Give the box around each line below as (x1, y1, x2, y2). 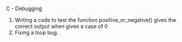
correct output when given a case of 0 (14, 23, 108, 30)
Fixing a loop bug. (14, 29, 59, 36)
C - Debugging (6, 5, 42, 12)
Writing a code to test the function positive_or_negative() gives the (14, 17, 177, 23)
